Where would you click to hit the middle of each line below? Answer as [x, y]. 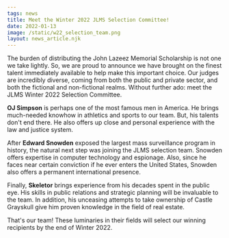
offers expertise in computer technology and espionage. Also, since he [107, 157]
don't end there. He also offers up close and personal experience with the [111, 122]
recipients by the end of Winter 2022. [60, 228]
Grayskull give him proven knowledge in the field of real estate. [96, 207]
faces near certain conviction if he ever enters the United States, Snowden [112, 165]
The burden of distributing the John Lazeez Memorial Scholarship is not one [114, 58]
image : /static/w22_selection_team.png [64, 32]
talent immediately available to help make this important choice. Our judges [113, 73]
